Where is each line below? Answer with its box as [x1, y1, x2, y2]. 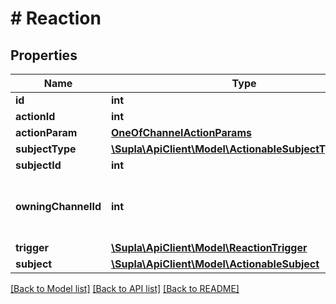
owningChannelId [15, 200, 102, 213]
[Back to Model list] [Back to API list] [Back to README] [10, 283, 240, 294]
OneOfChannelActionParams [111, 126, 252, 139]
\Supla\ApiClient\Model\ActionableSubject [111, 257, 320, 271]
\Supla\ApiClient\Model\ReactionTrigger [111, 241, 308, 254]
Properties [10, 47, 78, 64]
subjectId [15, 158, 62, 172]
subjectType [15, 142, 77, 156]
